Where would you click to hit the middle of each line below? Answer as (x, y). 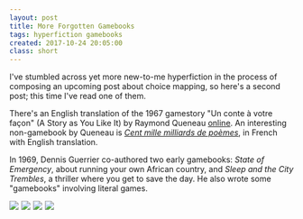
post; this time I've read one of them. (78, 96)
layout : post (34, 18)
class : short (34, 51)
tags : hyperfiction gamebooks (66, 34)
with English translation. (54, 142)
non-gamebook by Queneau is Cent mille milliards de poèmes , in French (143, 132)
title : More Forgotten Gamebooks (72, 26)
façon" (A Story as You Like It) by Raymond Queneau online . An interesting (148, 123)
